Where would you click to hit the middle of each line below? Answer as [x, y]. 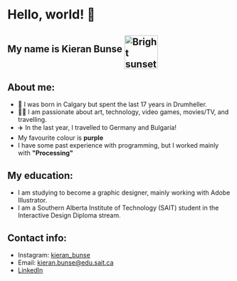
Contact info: [37, 238]
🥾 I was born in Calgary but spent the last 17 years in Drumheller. [112, 104]
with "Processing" [45, 153]
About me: [31, 87]
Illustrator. [32, 200]
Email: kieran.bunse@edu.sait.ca [65, 262]
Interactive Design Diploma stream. [69, 215]
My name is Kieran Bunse [65, 49]
